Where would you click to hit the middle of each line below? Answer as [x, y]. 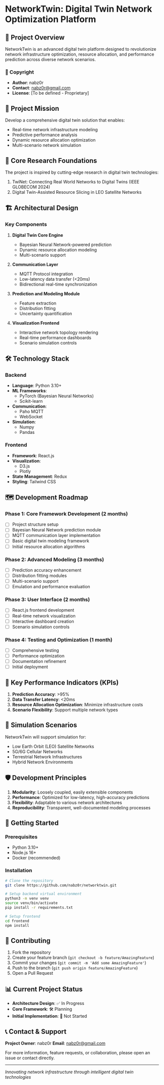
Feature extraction [38, 303]
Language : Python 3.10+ [37, 386]
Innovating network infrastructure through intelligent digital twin [69, 1072]
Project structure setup [35, 524]
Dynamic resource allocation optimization [54, 140]
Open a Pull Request [33, 973]
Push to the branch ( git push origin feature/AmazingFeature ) [75, 968]
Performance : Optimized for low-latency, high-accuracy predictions [81, 797]
